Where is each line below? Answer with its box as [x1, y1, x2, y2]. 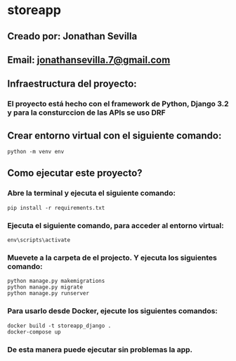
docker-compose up [7, 328, 61, 336]
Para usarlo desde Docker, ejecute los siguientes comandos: [7, 306, 218, 316]
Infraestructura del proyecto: [7, 78, 137, 90]
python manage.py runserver [7, 290, 90, 297]
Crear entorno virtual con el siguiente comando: [7, 129, 222, 141]
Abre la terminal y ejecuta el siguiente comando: [7, 189, 176, 198]
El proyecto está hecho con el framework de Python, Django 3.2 [7, 99, 229, 109]
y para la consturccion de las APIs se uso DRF [7, 108, 166, 118]
